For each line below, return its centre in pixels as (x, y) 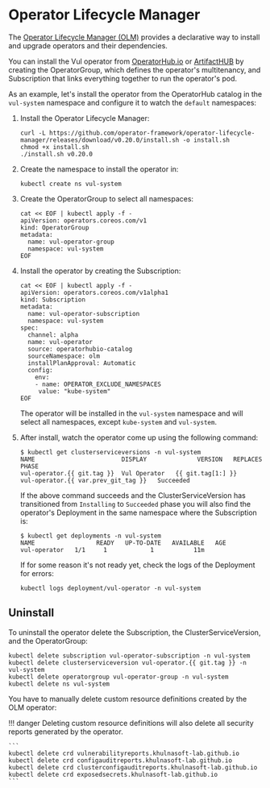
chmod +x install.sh (54, 147)
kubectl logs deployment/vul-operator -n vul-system (110, 588)
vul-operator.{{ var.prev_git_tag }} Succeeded (105, 480)
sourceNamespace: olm (64, 356)
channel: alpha (53, 335)
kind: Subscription (53, 300)
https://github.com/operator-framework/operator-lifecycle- (152, 133)
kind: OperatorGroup (54, 227)
